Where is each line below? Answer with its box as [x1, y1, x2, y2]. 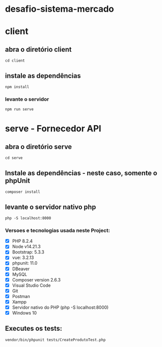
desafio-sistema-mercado [5, 3, 114, 15]
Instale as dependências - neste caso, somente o [5, 169, 158, 177]
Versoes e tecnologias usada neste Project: [5, 227, 110, 233]
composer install [5, 189, 40, 194]
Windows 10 [12, 310, 37, 316]
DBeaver [12, 266, 30, 272]
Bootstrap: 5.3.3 [12, 249, 45, 255]
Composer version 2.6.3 [12, 277, 61, 282]
